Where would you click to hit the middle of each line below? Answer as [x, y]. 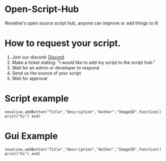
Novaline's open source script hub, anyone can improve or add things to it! [81, 23]
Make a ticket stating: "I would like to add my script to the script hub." [83, 62]
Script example [37, 99]
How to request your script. [63, 43]
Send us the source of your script [46, 73]
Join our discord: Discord [38, 57]
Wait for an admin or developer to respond [55, 67]
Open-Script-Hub [42, 9]
